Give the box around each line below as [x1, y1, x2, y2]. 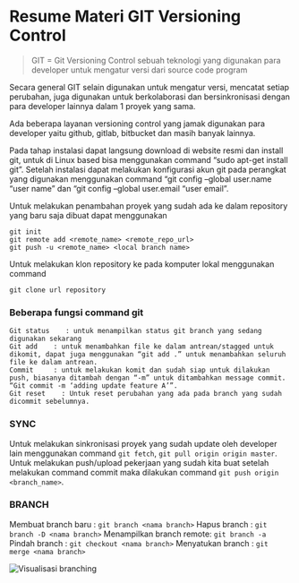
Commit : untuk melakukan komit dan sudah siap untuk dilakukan [9, 365, 270, 375]
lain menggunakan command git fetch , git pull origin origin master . [9, 448, 278, 459]
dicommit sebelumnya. [9, 397, 90, 407]
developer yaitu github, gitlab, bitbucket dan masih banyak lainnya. [9, 127, 256, 138]
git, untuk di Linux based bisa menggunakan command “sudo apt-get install [9, 154, 288, 165]
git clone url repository [9, 285, 106, 295]
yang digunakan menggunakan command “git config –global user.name [9, 173, 272, 184]
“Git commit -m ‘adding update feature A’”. [9, 382, 178, 390]
